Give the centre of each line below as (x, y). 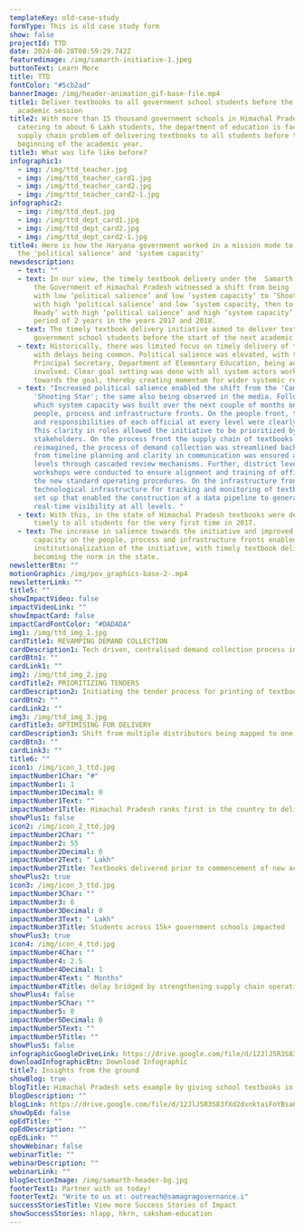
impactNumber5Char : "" (52, 1003)
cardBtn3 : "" (34, 742)
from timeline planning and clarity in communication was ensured (161, 456)
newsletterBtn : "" (44, 565)
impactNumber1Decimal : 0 (56, 793)
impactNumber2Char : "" (52, 834)
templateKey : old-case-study (64, 18)
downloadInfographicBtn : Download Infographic (99, 1062)
